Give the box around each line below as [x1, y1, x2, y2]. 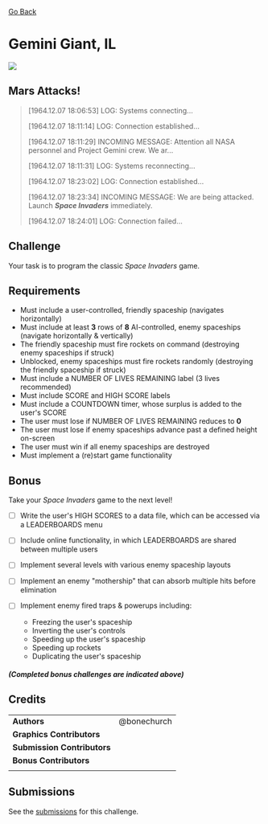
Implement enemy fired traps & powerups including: [19, 601, 192, 610]
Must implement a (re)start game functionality [19, 450, 173, 461]
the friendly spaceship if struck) [19, 365, 126, 375]
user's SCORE [19, 408, 67, 417]
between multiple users [19, 544, 98, 554]
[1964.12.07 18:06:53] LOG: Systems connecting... [27, 105, 193, 115]
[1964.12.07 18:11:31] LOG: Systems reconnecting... [27, 161, 196, 170]
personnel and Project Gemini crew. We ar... [27, 145, 174, 155]
